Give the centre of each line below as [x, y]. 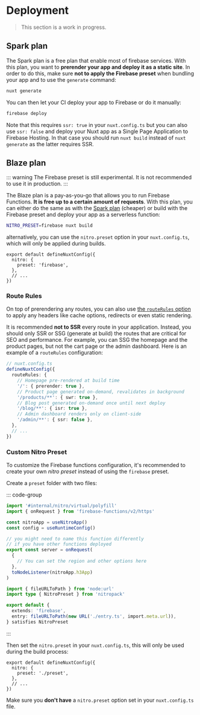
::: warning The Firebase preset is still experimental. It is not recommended [99, 178]
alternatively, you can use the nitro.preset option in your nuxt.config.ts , [98, 237]
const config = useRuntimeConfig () [51, 528]
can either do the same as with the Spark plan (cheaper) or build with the [97, 208]
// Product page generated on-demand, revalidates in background [101, 392]
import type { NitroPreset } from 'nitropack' [66, 594]
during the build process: [37, 651]
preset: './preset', [43, 673]
